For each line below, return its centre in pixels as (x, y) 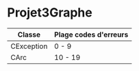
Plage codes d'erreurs (91, 34)
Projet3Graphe (50, 13)
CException (29, 46)
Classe (29, 34)
